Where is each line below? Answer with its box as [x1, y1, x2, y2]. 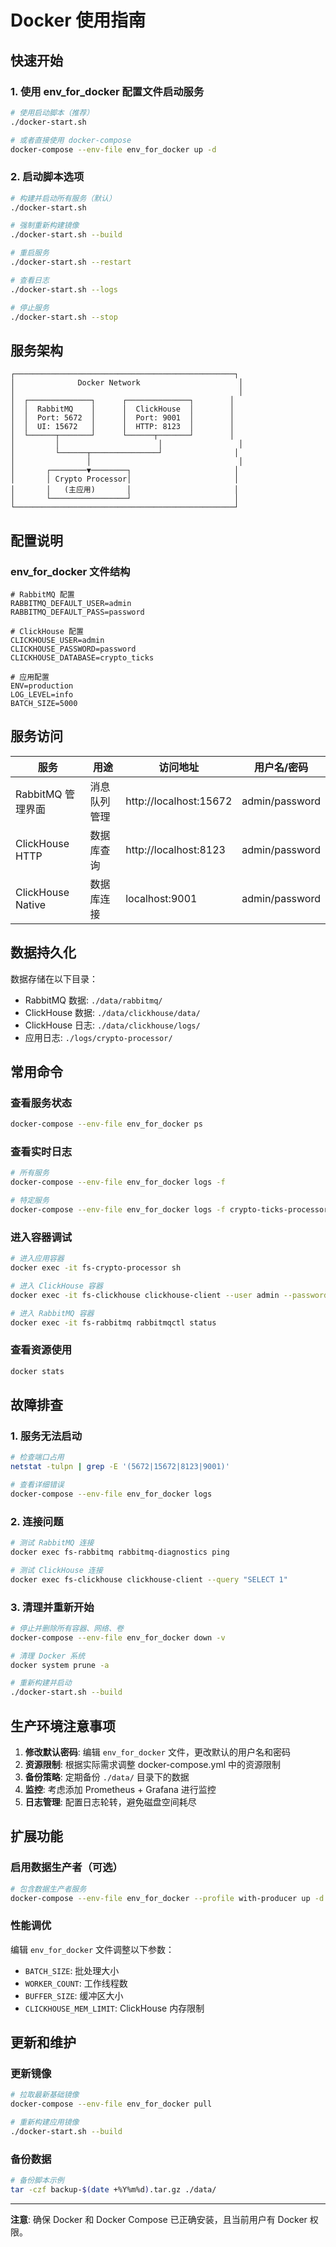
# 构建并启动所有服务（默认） [10, 193, 117, 203]
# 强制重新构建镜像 [10, 221, 80, 231]
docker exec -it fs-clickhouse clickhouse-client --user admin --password [10, 1290, 329, 1300]
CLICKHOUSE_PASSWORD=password [10, 644, 137, 654]
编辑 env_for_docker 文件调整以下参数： [10, 1943, 175, 1955]
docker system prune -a [10, 1660, 110, 1670]
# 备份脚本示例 [10, 2176, 65, 2186]
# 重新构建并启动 [10, 1678, 72, 1688]
